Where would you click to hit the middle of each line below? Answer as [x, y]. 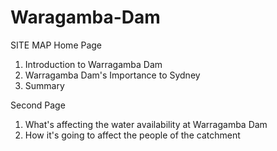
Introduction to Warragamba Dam [93, 64]
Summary [44, 85]
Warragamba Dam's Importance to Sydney [112, 75]
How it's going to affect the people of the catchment [132, 135]
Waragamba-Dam [85, 17]
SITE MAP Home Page [56, 45]
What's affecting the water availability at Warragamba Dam [146, 124]
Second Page [38, 105]
